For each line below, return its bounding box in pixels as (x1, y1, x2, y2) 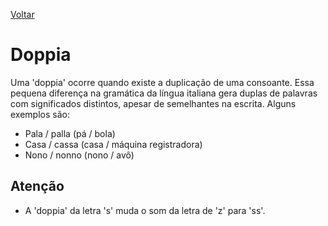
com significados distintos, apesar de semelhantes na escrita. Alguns (10, 97, 297, 109)
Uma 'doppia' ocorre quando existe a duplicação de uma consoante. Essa (10, 76, 315, 88)
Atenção (10, 178, 65, 195)
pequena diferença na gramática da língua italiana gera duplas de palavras (10, 87, 318, 99)
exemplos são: (10, 108, 70, 120)
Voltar (10, 9, 35, 20)
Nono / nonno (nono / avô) (24, 149, 135, 161)
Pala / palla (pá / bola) (24, 127, 116, 139)
